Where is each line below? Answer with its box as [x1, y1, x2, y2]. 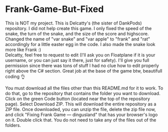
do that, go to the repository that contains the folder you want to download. [5, 90, 160, 96]
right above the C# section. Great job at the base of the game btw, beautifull [5, 67, 162, 73]
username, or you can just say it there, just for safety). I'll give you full [5, 57, 149, 63]
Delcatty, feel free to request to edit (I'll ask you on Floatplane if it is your [5, 51, 155, 58]
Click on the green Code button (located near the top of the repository [5, 95, 150, 101]
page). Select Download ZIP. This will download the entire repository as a [5, 101, 156, 107]
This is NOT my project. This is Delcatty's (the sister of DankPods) [5, 20, 142, 26]
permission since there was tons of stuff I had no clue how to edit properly [5, 62, 159, 68]
